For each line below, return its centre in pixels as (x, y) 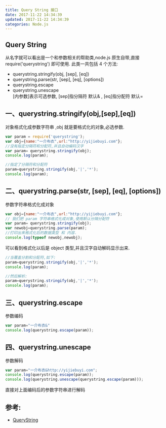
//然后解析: (16, 276)
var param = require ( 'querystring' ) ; (45, 137)
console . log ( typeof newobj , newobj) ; (44, 238)
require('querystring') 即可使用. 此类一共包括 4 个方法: (61, 64)
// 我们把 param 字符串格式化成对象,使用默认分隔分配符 (57, 219)
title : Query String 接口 (32, 10)
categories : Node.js (27, 24)
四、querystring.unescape (48, 348)
